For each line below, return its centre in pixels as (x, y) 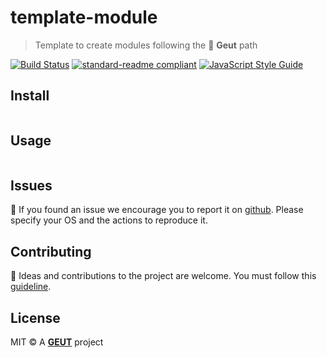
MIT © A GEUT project (57, 342)
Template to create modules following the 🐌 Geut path (146, 45)
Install (30, 96)
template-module (84, 17)
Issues (31, 185)
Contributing (51, 251)
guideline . (31, 287)
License (35, 317)
